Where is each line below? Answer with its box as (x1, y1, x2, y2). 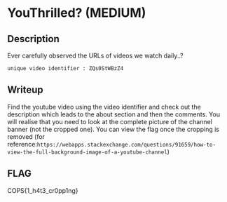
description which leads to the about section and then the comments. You (7, 110, 221, 119)
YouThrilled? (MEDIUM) (7, 5, 146, 21)
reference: (7, 140, 37, 148)
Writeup (7, 84, 43, 96)
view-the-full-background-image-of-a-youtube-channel (7, 149, 168, 156)
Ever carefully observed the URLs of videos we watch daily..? (7, 51, 184, 60)
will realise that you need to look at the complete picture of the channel (7, 117, 212, 126)
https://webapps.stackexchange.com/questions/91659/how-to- (36, 141, 216, 148)
